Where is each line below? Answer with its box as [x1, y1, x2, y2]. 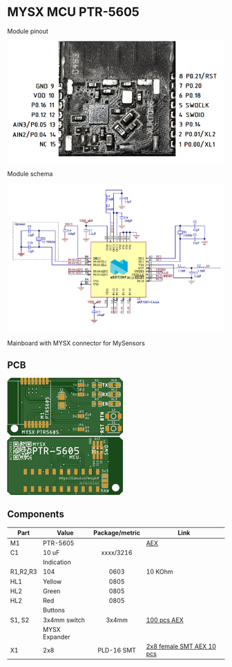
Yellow [42, 577, 62, 585]
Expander [42, 632, 70, 641]
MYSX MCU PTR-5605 [7, 4, 139, 20]
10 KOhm [146, 567, 174, 576]
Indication [42, 558, 71, 567]
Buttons [42, 606, 66, 614]
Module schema [7, 170, 53, 178]
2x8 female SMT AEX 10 [146, 642, 216, 650]
